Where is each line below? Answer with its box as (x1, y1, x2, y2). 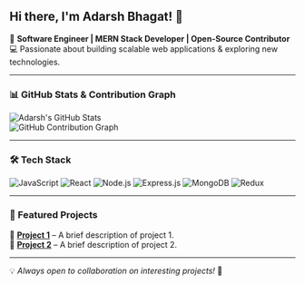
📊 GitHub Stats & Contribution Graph (9, 88, 176, 101)
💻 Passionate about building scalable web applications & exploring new (9, 43, 279, 54)
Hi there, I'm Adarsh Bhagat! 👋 (9, 9, 183, 25)
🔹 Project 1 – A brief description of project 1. (9, 229, 174, 241)
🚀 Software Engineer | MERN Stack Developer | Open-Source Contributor (9, 33, 290, 44)
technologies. (9, 56, 61, 67)
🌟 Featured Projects (9, 209, 98, 221)
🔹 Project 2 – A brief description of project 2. (9, 239, 178, 250)
